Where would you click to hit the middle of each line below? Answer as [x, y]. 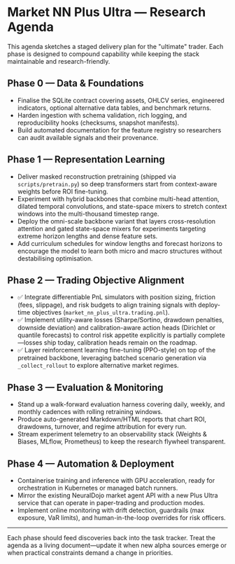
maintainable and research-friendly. [59, 61]
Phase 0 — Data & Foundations [76, 84]
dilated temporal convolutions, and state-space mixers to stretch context [122, 206]
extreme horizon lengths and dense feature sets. [87, 236]
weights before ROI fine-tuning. [63, 191]
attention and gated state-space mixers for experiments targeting [112, 228]
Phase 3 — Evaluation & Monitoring [85, 387]
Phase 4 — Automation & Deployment [91, 463]
